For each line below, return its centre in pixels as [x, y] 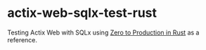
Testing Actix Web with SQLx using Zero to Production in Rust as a [103, 32]
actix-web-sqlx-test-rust [82, 13]
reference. [22, 39]
